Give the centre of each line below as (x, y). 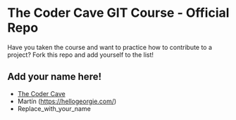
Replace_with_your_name (54, 108)
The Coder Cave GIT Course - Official (118, 13)
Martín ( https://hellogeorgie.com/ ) (67, 101)
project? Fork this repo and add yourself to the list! (80, 55)
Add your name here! (55, 77)
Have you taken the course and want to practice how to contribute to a (110, 47)
